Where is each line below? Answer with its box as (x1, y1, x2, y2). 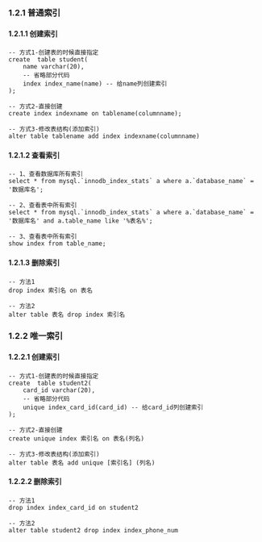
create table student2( (8, 379, 92, 387)
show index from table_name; (8, 240, 106, 248)
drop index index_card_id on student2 (8, 503, 139, 511)
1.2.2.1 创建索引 (8, 352, 60, 362)
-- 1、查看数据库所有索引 (8, 170, 83, 178)
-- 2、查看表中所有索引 (8, 202, 77, 210)
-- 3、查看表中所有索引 (8, 232, 77, 241)
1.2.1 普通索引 (8, 6, 61, 18)
